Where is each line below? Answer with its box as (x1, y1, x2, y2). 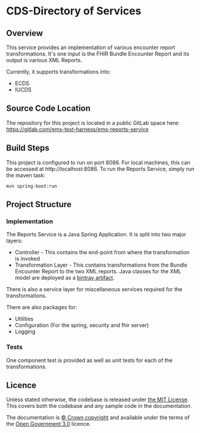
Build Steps (6, 143, 50, 153)
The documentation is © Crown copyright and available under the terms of (6, 414, 190, 421)
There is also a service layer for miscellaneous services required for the (6, 286, 183, 293)
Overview (6, 28, 44, 38)
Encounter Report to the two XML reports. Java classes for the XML (14, 268, 181, 275)
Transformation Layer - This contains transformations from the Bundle (14, 261, 188, 269)
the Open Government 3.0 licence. (6, 420, 91, 428)
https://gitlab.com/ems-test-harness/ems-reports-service (6, 126, 149, 133)
